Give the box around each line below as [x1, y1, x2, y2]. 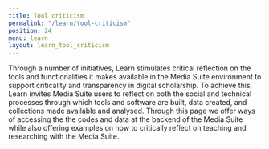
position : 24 [8, 26, 52, 34]
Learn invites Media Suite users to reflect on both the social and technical [8, 89, 252, 99]
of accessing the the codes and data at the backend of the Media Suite [8, 115, 243, 124]
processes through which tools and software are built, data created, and [8, 98, 247, 107]
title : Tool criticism [8, 11, 84, 20]
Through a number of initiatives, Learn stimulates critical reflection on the [8, 63, 251, 73]
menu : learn [8, 34, 48, 42]
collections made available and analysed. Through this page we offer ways [8, 106, 255, 116]
